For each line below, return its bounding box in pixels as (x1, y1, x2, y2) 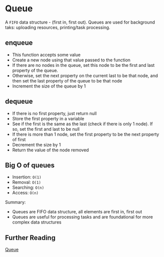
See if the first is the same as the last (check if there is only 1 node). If (12, 121, 153, 127)
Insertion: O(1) (12, 174, 42, 180)
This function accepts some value (12, 52, 81, 57)
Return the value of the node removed (12, 147, 89, 153)
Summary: (5, 200, 26, 205)
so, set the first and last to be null (12, 126, 80, 132)
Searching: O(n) (12, 185, 45, 191)
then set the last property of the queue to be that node (12, 78, 122, 84)
